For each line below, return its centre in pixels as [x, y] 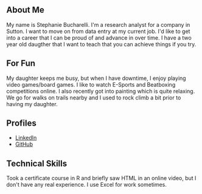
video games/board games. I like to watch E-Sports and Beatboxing [91, 84]
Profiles [21, 124]
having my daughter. [32, 104]
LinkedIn [26, 138]
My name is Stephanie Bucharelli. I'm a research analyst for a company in [98, 24]
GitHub [24, 144]
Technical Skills [37, 163]
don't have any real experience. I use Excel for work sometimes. [87, 185]
